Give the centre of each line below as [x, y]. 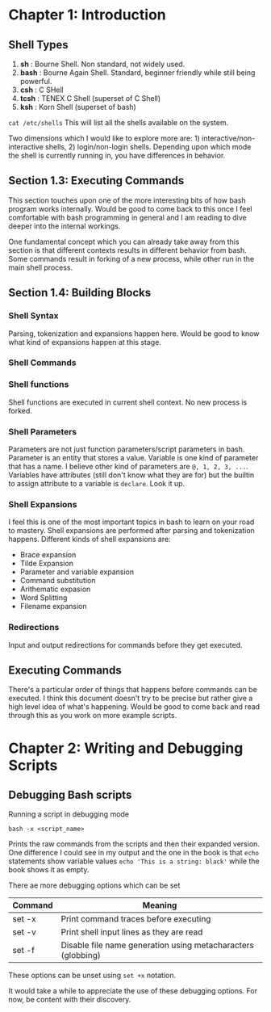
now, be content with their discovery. [70, 1000]
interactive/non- [228, 138]
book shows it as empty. [49, 870]
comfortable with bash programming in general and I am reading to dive [128, 217]
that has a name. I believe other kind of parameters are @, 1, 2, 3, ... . [128, 467]
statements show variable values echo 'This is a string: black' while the [134, 861]
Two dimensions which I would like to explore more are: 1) [104, 138]
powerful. [36, 81]
